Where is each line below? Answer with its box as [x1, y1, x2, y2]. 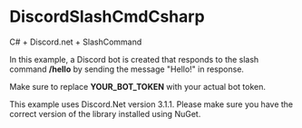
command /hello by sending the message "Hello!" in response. [9, 64, 245, 74]
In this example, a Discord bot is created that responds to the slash [9, 54, 259, 64]
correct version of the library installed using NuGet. [9, 108, 201, 119]
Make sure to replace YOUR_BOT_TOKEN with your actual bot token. [9, 81, 266, 92]
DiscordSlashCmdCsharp [9, 6, 206, 27]
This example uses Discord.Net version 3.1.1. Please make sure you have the [9, 98, 294, 110]
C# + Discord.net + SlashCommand [9, 36, 142, 47]
